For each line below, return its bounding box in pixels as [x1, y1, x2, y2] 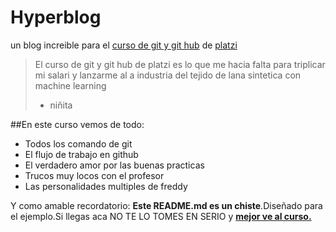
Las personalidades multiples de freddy [24, 180, 188, 192]
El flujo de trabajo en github [24, 148, 139, 160]
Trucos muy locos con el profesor [24, 169, 165, 181]
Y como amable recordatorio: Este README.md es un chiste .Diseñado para [10, 199, 323, 211]
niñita [49, 99, 73, 111]
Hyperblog [10, 6, 102, 29]
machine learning [34, 79, 107, 91]
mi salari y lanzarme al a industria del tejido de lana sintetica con [34, 69, 302, 81]
